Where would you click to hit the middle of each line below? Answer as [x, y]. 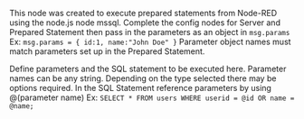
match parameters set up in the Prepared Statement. [107, 51]
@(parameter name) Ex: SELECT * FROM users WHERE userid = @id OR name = [152, 97]
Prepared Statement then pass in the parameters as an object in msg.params [150, 32]
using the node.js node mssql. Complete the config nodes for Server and [145, 23]
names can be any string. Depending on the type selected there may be [143, 78]
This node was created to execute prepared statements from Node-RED [143, 13]
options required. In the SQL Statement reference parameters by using [140, 88]
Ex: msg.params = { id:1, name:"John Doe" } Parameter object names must [150, 41]
